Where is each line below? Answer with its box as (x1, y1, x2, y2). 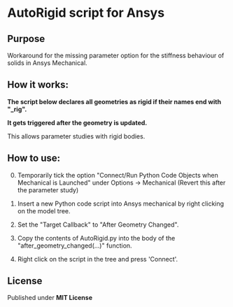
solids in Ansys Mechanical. (7, 59, 87, 67)
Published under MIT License (7, 294, 93, 302)
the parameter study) (17, 185, 79, 194)
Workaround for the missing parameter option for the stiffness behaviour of (7, 51, 225, 59)
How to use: (7, 152, 61, 164)
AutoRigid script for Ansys (7, 5, 165, 21)
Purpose (7, 33, 45, 45)
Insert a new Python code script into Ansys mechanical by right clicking (17, 199, 225, 208)
